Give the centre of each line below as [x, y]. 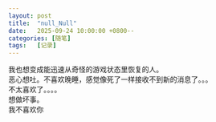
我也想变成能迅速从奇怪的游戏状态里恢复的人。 [86, 70]
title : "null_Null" [43, 23]
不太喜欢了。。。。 [35, 90]
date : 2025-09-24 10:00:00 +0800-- [71, 31]
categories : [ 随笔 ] [40, 38]
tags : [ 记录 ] [33, 46]
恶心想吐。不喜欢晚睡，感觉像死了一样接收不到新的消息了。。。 [110, 79]
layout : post [30, 16]
